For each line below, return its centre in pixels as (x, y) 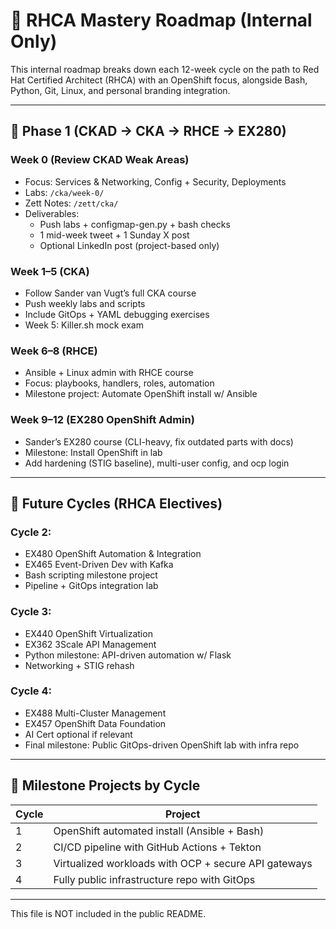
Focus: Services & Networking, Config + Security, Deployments (155, 181)
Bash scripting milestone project (91, 575)
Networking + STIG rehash (79, 665)
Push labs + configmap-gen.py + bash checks (135, 224)
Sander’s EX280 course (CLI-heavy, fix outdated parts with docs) (159, 441)
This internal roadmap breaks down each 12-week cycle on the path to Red (165, 69)
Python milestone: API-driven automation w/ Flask (128, 655)
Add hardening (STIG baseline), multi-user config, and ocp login (157, 463)
